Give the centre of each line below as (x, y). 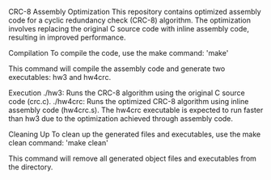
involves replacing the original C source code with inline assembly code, (129, 29)
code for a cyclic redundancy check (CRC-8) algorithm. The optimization (129, 20)
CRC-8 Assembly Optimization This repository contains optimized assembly (135, 12)
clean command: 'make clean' (59, 143)
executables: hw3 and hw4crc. (60, 77)
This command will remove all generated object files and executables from (133, 158)
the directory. (31, 167)
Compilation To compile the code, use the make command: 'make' (119, 53)
